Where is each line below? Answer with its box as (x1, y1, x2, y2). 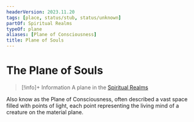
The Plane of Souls (6, 63, 104, 77)
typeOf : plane (6, 26, 43, 32)
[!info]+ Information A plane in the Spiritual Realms (21, 84, 148, 91)
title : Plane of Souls (6, 37, 64, 43)
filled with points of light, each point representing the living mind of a (6, 102, 179, 109)
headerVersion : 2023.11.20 (6, 9, 75, 15)
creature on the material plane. (6, 108, 84, 116)
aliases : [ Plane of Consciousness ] (6, 32, 97, 38)
